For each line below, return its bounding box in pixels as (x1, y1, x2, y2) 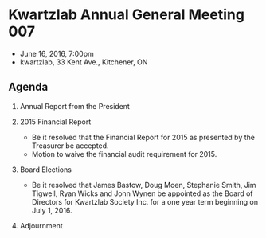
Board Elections (19, 165, 72, 174)
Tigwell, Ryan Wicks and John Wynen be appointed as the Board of (31, 189, 253, 198)
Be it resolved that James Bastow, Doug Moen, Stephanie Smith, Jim (31, 180, 256, 189)
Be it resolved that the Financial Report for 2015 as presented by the (31, 132, 255, 142)
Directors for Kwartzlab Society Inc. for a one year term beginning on (31, 197, 259, 206)
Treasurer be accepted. (31, 141, 109, 150)
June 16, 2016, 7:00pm (19, 49, 94, 58)
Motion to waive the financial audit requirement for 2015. (31, 149, 217, 158)
